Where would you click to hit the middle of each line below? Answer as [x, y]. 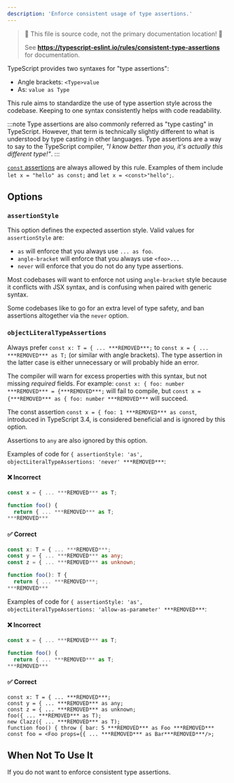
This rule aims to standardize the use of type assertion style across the [110, 103]
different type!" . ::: [34, 154]
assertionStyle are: [36, 238]
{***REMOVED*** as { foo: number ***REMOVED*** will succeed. [98, 398]
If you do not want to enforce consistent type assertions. [89, 772]
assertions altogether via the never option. [68, 315]
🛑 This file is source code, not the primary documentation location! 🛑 [123, 34]
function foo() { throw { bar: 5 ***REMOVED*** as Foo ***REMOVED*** [111, 728]
